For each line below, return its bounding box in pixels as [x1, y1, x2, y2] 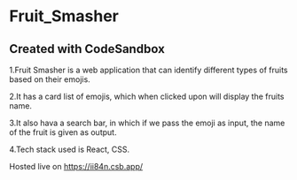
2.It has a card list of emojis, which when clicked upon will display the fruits [9, 91, 285, 101]
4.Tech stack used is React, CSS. [9, 144, 130, 154]
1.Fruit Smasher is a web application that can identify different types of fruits [9, 64, 288, 75]
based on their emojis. [9, 74, 90, 85]
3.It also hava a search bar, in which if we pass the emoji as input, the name [9, 117, 285, 128]
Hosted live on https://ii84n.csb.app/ [9, 161, 144, 171]
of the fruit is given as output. [9, 127, 117, 138]
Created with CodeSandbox [9, 41, 166, 56]
